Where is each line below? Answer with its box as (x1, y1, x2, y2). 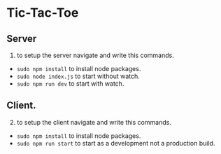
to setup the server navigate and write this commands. (16, 51, 174, 59)
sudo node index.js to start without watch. (16, 72, 141, 80)
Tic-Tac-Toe (6, 5, 79, 21)
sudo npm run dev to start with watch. (16, 79, 124, 88)
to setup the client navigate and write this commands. (16, 118, 172, 126)
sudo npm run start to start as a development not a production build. (16, 139, 215, 147)
